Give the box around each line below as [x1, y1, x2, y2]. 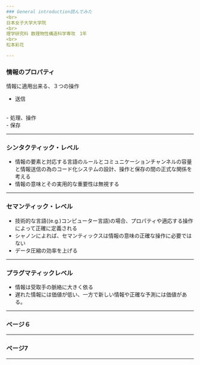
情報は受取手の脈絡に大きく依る [14, 283, 93, 291]
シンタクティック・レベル [6, 143, 79, 152]
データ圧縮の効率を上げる [14, 247, 78, 254]
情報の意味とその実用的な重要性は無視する [14, 180, 120, 188]
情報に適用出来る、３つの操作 [6, 83, 79, 90]
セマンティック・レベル [6, 202, 73, 211]
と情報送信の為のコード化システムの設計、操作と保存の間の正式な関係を [14, 166, 192, 173]
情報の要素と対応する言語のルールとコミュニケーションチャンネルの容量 [14, 158, 192, 166]
